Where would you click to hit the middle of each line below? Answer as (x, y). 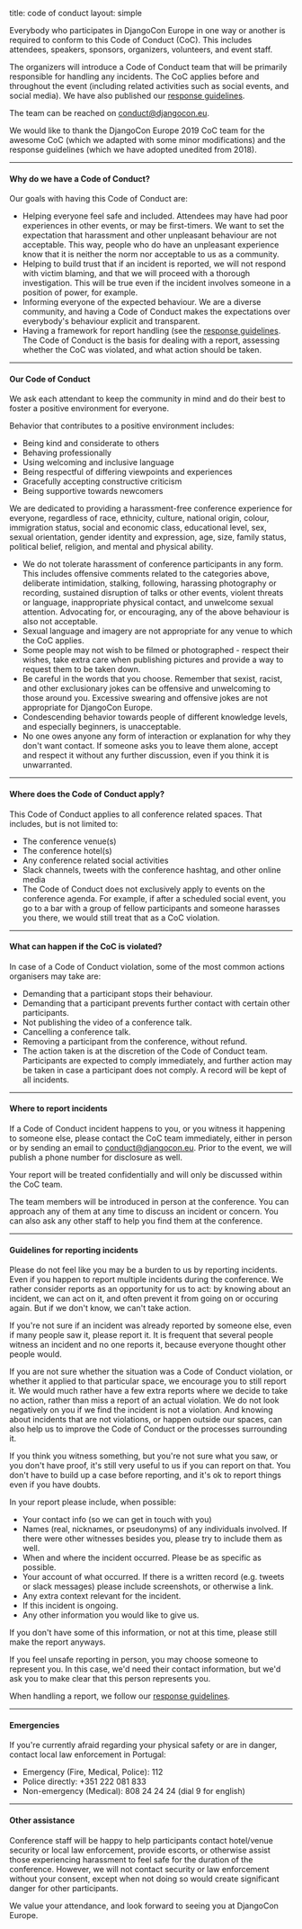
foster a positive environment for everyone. (89, 408)
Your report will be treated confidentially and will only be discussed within (146, 1175)
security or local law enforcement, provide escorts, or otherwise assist (140, 1850)
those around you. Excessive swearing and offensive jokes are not (145, 698)
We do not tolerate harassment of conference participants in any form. (153, 564)
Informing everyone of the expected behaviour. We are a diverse (142, 302)
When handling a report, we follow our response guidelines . (120, 1696)
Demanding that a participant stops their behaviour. (117, 993)
